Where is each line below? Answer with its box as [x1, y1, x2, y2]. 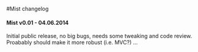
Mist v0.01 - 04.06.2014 [6, 19, 69, 26]
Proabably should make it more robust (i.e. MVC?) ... [6, 39, 138, 46]
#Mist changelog [6, 5, 49, 12]
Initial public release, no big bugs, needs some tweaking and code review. [6, 33, 193, 40]
